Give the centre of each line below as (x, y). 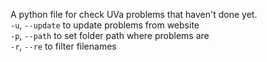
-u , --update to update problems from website (105, 25)
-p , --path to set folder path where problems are (110, 35)
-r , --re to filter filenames (63, 46)
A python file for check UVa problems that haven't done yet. (134, 14)
